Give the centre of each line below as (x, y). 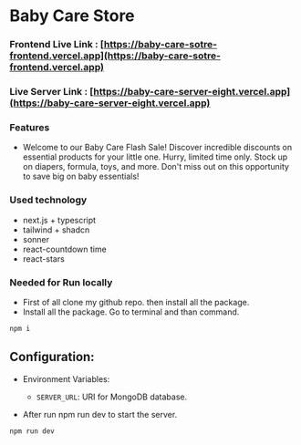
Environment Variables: (66, 378)
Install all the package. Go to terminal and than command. (131, 312)
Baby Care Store (72, 16)
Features (30, 127)
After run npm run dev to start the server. (100, 414)
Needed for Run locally (61, 282)
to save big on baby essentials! (81, 176)
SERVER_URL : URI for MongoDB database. (112, 397)
